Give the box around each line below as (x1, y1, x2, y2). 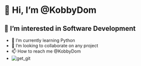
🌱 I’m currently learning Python (11, 37, 75, 43)
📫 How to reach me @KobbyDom (11, 48, 81, 54)
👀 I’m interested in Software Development (4, 24, 136, 33)
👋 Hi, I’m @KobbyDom (4, 4, 97, 16)
